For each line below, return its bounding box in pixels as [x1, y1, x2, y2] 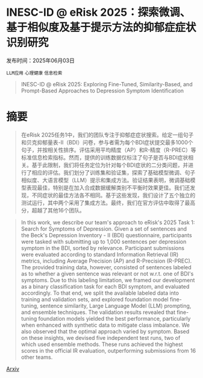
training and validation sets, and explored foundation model [20, 295, 169, 303]
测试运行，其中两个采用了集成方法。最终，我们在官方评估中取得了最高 [20, 199, 196, 206]
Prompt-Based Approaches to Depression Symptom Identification [20, 87, 184, 94]
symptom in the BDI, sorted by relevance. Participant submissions [20, 244, 185, 251]
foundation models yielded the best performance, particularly [38, 315, 191, 322]
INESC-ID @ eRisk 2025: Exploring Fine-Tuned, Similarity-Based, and [20, 80, 193, 88]
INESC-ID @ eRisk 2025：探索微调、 [6, 5, 191, 19]
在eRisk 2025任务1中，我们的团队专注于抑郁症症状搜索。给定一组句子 [20, 131, 194, 138]
